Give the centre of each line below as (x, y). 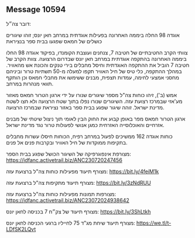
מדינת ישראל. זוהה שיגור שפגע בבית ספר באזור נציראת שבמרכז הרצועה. (85, 107)
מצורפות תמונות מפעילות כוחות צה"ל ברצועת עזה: (61, 194)
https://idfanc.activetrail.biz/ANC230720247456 (64, 160)
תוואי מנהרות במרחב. (30, 84)
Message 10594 (36, 10)
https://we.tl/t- (154, 223)
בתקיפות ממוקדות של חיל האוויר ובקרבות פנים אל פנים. (67, 142)
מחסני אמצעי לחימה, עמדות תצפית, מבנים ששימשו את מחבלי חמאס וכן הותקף (93, 77)
